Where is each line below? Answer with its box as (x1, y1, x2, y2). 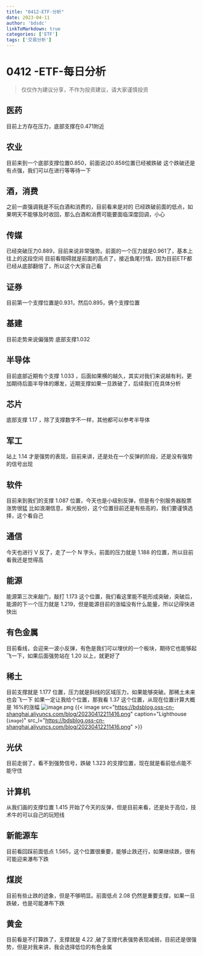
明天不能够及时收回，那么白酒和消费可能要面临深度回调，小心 (11, 211, 165, 218)
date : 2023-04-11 (6, 15, 50, 21)
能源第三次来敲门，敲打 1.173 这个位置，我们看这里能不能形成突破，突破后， (6, 593, 196, 600)
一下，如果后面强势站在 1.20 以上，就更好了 (11, 652, 120, 659)
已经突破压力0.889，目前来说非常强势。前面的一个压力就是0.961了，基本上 (6, 247, 193, 254)
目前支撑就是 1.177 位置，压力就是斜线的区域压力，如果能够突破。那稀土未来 (6, 688, 196, 696)
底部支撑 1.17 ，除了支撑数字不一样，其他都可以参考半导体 (6, 416, 150, 424)
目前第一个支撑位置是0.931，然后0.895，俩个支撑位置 (6, 299, 140, 306)
